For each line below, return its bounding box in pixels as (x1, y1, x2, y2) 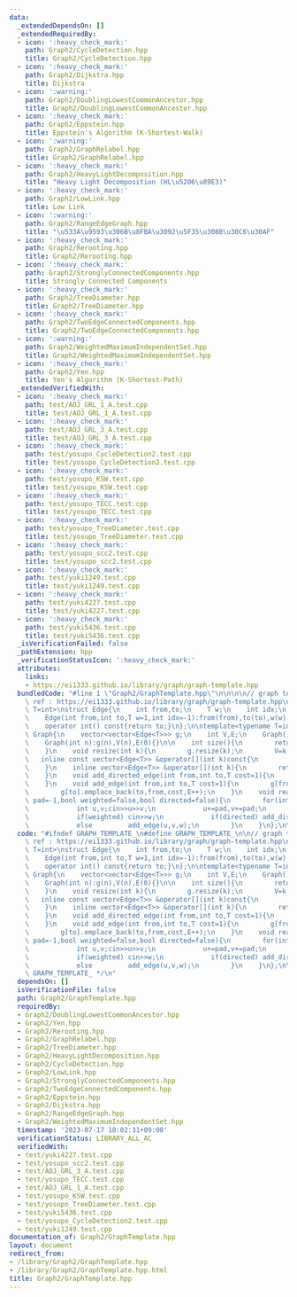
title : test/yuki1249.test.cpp (25, 582, 141, 590)
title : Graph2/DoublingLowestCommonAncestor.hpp (25, 104, 208, 113)
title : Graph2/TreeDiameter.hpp (25, 301, 144, 310)
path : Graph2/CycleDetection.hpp (25, 46, 148, 55)
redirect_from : (9, 1249, 65, 1259)
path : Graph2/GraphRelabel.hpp (25, 145, 141, 153)
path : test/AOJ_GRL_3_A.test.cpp (25, 425, 148, 434)
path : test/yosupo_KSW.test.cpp (25, 474, 144, 483)
